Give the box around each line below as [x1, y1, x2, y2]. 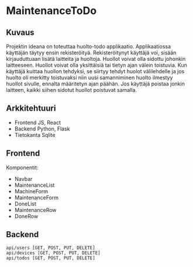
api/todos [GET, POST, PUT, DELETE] [6, 255, 95, 261]
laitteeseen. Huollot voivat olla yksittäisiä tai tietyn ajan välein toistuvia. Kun [6, 61, 187, 69]
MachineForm [14, 187, 49, 194]
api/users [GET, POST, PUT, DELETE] [6, 245, 95, 251]
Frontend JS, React [14, 119, 61, 126]
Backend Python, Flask [14, 125, 70, 132]
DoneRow [14, 213, 39, 220]
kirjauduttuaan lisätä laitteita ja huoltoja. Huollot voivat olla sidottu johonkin [6, 56, 186, 62]
